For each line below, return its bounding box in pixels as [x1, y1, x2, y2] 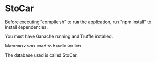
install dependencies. [5, 24, 48, 30]
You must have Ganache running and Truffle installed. [5, 33, 113, 39]
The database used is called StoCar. [5, 52, 78, 58]
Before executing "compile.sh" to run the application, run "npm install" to [5, 19, 152, 25]
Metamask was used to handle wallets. [5, 43, 83, 48]
